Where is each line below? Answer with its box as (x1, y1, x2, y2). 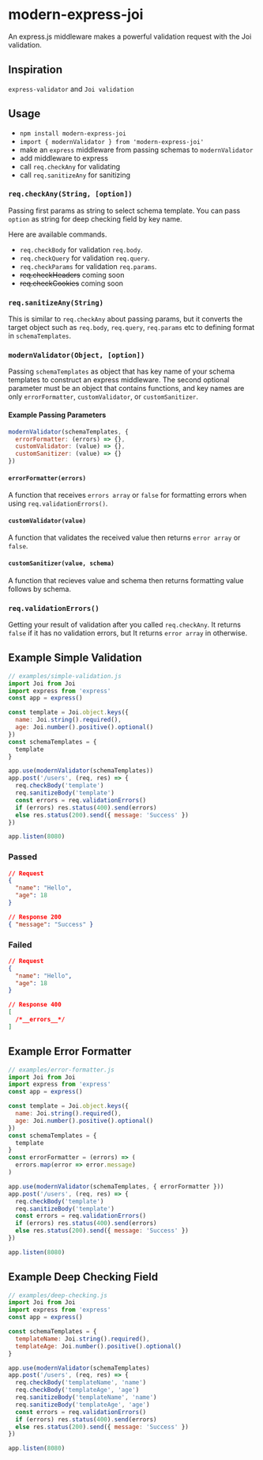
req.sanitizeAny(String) (8, 298, 104, 307)
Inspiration (8, 63, 63, 77)
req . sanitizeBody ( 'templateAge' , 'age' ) (15, 1401, 150, 1409)
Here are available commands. (8, 229, 107, 239)
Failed (8, 939, 32, 950)
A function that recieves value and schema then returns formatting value (8, 575, 244, 585)
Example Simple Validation (8, 651, 142, 665)
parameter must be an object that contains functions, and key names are (8, 384, 245, 393)
